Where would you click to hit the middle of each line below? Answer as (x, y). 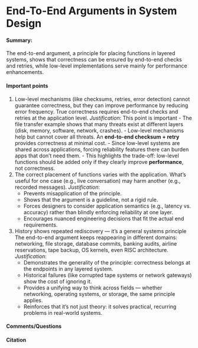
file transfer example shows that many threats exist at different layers (99, 124)
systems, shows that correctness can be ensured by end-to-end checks (94, 60)
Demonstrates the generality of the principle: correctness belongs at (107, 262)
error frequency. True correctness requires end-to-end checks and (96, 111)
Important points (27, 86)
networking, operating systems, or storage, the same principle (99, 294)
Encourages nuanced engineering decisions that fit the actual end (104, 218)
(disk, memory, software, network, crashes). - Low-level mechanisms (99, 130)
